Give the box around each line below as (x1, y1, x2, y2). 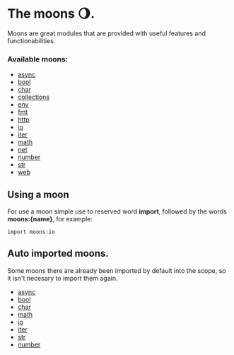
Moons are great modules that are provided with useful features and (7, 29, 206, 37)
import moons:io (7, 228, 55, 235)
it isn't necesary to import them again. (7, 274, 118, 282)
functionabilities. (7, 36, 56, 45)
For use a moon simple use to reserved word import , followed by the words (7, 207, 228, 216)
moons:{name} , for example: (7, 215, 93, 223)
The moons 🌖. (7, 6, 95, 22)
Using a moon (7, 188, 69, 200)
